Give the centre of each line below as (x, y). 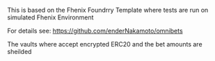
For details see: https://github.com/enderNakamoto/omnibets (95, 31)
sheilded (19, 52)
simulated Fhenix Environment (50, 17)
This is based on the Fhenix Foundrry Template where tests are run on (108, 10)
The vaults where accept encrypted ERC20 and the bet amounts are (105, 44)
